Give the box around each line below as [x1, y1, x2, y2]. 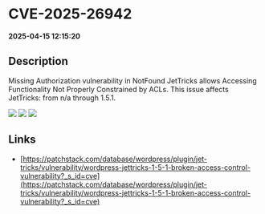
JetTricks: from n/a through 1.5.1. [8, 93, 116, 103]
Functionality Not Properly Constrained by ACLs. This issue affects [8, 84, 229, 94]
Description [8, 55, 68, 68]
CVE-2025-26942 [8, 5, 132, 23]
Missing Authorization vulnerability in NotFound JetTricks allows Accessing [8, 75, 257, 85]
